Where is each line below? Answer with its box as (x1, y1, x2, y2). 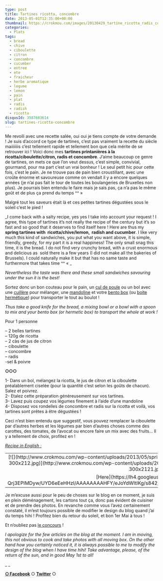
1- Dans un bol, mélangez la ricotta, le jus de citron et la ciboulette (5, 377, 137, 383)
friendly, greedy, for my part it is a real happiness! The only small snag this (5, 240, 154, 245)
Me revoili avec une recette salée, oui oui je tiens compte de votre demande (5, 133, 157, 139)
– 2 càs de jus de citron (5, 338, 52, 344)
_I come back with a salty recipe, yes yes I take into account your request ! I (5, 214, 157, 220)
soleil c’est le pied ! (5, 204, 43, 210)
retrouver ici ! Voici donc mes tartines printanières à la (5, 148, 115, 154)
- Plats (9, 30, 25, 34)
